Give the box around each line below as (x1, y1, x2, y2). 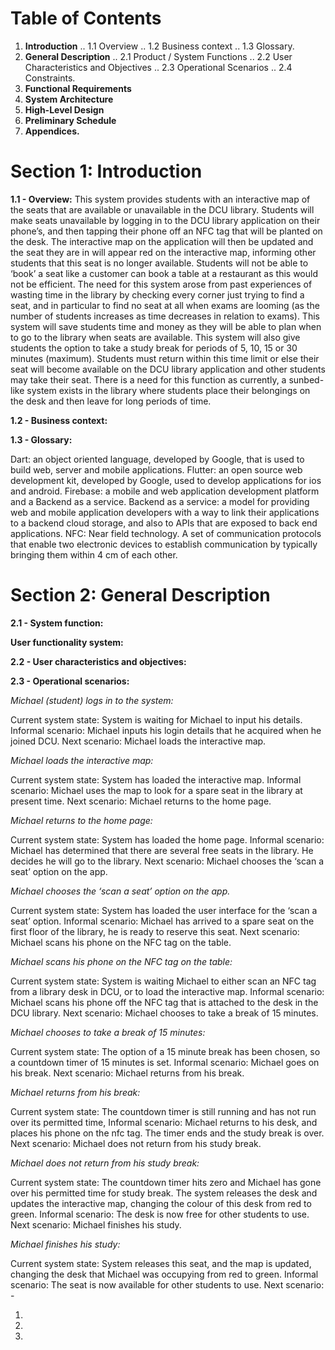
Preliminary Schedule (24, 114, 117, 126)
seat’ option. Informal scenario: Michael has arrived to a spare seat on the (10, 915, 315, 927)
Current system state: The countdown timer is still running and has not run (10, 1105, 317, 1117)
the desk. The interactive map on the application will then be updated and (10, 235, 314, 247)
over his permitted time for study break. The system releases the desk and (10, 1187, 318, 1199)
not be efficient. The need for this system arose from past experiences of (10, 278, 313, 290)
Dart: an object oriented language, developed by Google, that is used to (10, 453, 305, 465)
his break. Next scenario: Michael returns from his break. (10, 1067, 245, 1079)
